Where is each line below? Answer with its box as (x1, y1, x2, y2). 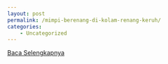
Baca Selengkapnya (7, 49, 65, 57)
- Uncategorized (20, 29, 68, 37)
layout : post (7, 10, 45, 17)
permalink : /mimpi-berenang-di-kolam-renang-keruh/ (7, 17, 161, 24)
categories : (7, 23, 42, 30)
